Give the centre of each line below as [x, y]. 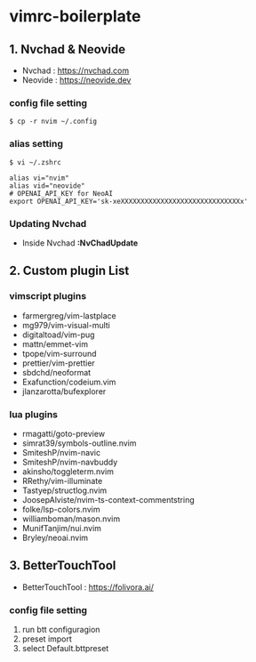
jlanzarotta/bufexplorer [64, 391]
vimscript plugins [48, 296]
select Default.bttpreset [65, 648]
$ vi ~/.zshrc [36, 162]
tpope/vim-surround [59, 353]
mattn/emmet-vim [55, 343]
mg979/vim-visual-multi [66, 325]
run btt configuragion [61, 629]
